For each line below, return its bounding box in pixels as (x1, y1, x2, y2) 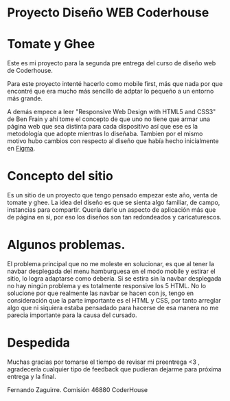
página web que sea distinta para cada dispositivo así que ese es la (7, 122, 198, 131)
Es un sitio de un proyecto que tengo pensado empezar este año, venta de (7, 191, 218, 199)
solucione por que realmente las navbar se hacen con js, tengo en (7, 289, 194, 297)
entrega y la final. (7, 372, 56, 380)
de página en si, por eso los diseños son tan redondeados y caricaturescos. (7, 213, 222, 221)
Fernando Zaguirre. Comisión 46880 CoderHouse (7, 385, 148, 393)
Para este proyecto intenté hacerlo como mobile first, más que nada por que (7, 80, 223, 88)
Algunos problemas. (7, 237, 126, 252)
